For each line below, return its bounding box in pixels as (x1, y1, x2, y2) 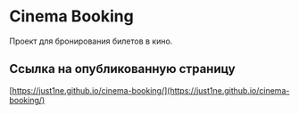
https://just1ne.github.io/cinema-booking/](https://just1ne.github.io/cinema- (12, 85, 290, 95)
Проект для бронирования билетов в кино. (9, 36, 173, 46)
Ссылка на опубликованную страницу (9, 61, 236, 77)
